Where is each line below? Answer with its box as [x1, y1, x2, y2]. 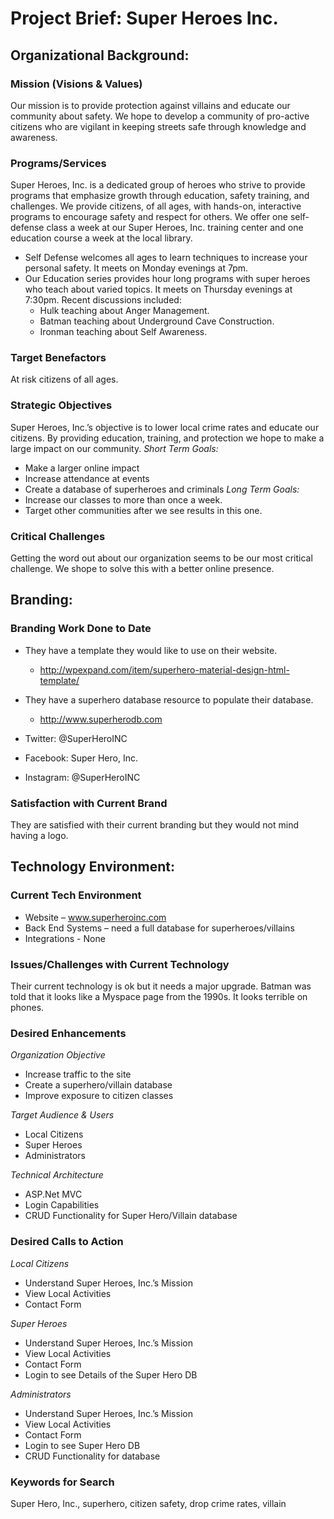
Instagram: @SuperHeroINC [24, 771, 141, 783]
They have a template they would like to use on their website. [24, 644, 278, 656]
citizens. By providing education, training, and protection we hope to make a [10, 432, 325, 444]
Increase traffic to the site [24, 1068, 132, 1081]
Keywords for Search [10, 1475, 115, 1489]
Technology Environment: [10, 858, 175, 876]
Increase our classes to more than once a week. [24, 493, 223, 506]
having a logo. [10, 830, 69, 842]
